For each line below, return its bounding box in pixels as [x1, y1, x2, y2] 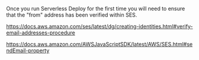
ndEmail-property [6, 47, 49, 54]
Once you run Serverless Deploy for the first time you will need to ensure [6, 5, 185, 12]
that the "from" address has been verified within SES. [6, 11, 138, 18]
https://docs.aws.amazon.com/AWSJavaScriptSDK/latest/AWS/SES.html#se [6, 41, 193, 48]
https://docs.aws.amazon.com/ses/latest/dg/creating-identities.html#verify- [6, 23, 193, 30]
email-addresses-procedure [6, 29, 76, 36]
